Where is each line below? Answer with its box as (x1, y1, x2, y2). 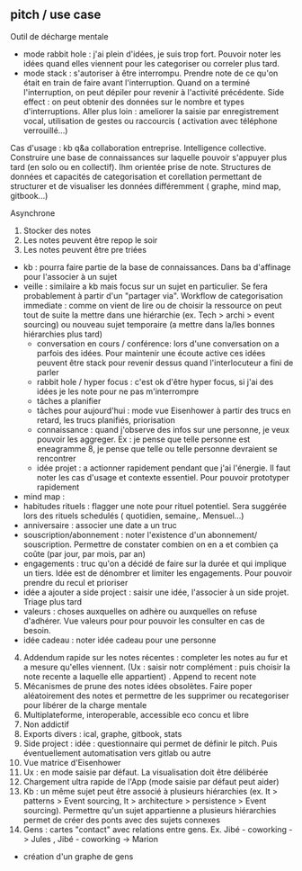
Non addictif (22, 719, 70, 730)
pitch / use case (10, 7, 102, 22)
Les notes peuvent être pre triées (22, 244, 147, 255)
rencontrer (36, 453, 76, 463)
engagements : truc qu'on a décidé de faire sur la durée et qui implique (22, 558, 287, 569)
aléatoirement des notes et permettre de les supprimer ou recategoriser (22, 690, 289, 701)
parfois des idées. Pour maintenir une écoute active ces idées (36, 347, 266, 358)
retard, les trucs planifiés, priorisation (36, 414, 176, 426)
